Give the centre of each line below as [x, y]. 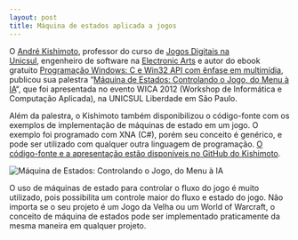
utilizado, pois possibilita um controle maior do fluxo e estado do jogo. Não [146, 197]
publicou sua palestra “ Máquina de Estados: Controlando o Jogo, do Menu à [149, 79]
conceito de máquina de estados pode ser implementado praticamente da [145, 216]
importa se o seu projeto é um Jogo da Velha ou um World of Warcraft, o [142, 206]
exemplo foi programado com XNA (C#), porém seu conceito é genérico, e [146, 134]
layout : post [33, 17]
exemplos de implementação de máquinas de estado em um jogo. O [134, 124]
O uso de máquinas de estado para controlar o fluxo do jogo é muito [134, 188]
